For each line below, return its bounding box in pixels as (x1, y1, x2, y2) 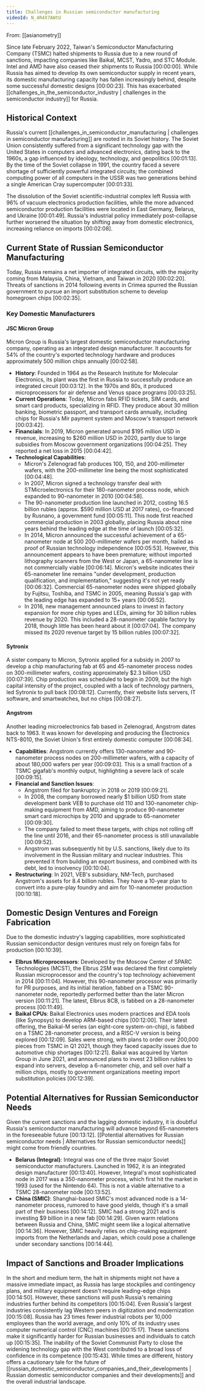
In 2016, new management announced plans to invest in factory (24, 603, 184, 610)
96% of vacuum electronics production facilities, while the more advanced (6, 199, 194, 206)
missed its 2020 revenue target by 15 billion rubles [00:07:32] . (24, 629, 181, 636)
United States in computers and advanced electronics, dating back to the (6, 148, 190, 156)
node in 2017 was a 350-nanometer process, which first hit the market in (15, 1176, 198, 1183)
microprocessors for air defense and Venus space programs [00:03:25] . (15, 389, 197, 397)
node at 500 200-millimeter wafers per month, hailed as (52, 538, 194, 545)
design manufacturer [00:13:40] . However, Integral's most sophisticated (15, 1169, 196, 1176)
